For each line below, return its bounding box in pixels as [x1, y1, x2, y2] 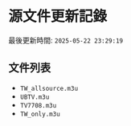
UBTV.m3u [19, 93, 50, 101]
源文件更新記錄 [8, 7, 108, 26]
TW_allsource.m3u [19, 84, 79, 92]
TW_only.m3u [19, 110, 60, 118]
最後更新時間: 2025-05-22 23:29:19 [8, 35, 124, 45]
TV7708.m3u [19, 101, 57, 109]
